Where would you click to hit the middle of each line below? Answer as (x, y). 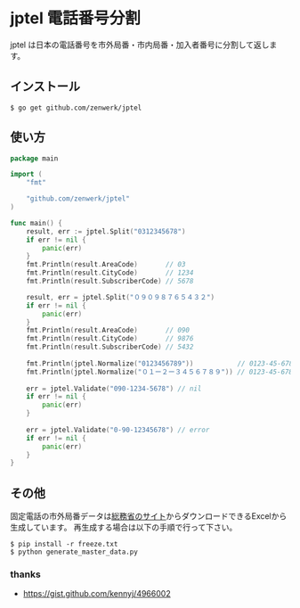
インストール (45, 87)
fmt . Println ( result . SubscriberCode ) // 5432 (110, 347)
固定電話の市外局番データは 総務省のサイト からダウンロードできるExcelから (149, 516)
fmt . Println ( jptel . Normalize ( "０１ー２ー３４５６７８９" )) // (136, 372)
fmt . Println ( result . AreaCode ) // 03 (106, 265)
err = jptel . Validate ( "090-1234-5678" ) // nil (114, 389)
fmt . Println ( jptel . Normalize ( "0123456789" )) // (136, 363)
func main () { (36, 223)
